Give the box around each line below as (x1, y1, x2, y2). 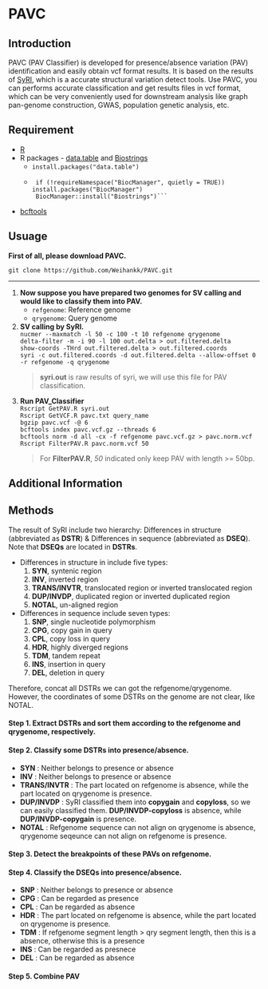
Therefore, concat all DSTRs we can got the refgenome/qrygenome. (8, 683, 232, 693)
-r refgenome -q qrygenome (19, 358, 110, 366)
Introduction (8, 37, 72, 50)
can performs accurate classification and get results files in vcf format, (8, 83, 242, 93)
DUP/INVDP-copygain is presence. (19, 814, 137, 824)
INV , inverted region (31, 574, 99, 584)
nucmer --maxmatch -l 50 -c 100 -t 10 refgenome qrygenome (19, 330, 221, 338)
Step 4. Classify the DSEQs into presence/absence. (8, 868, 182, 877)
